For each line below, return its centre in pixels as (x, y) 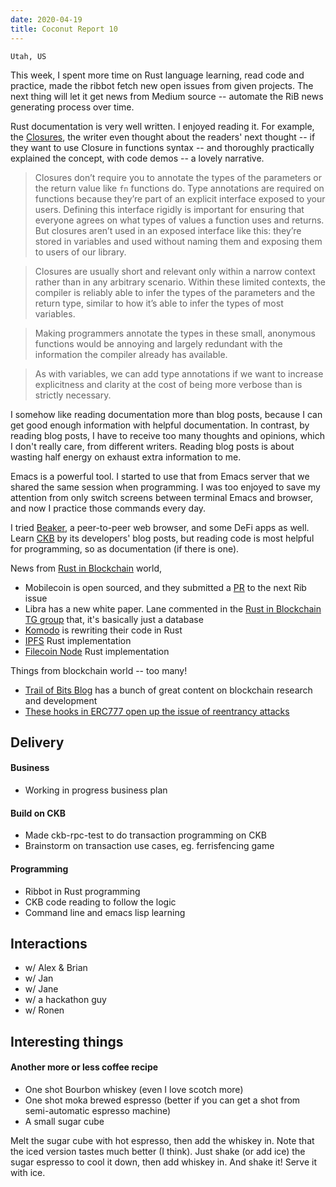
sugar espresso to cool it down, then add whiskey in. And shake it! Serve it (164, 1162)
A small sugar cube (64, 1121)
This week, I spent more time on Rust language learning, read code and (157, 75)
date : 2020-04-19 (46, 19)
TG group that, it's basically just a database (114, 619)
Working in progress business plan (96, 790)
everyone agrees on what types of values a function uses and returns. (179, 220)
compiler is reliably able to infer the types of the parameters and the (175, 292)
